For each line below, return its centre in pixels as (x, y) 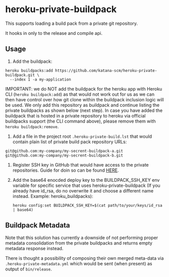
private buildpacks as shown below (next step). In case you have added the (84, 110)
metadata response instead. (34, 248)
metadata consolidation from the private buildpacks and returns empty (79, 243)
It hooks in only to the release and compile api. (54, 33)
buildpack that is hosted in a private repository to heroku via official (75, 115)
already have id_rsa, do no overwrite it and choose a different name (83, 190)
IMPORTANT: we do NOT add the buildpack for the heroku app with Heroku (84, 89)
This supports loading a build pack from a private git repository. (72, 23)
